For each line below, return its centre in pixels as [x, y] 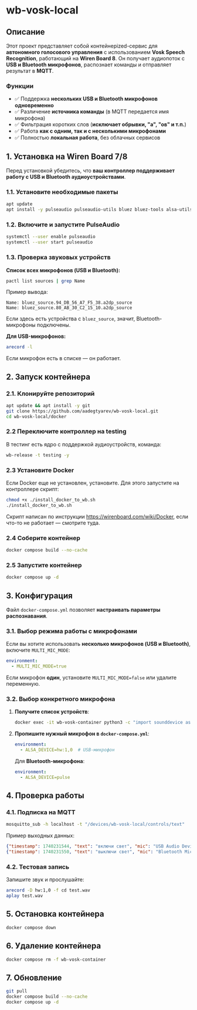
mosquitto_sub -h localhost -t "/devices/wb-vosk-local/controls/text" [95, 825]
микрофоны [21, 325]
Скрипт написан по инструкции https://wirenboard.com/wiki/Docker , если [97, 516]
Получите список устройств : [52, 712]
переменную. [23, 683]
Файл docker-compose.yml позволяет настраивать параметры [83, 609]
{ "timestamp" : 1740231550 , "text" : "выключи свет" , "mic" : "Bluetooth [94, 852]
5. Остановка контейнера [55, 914]
